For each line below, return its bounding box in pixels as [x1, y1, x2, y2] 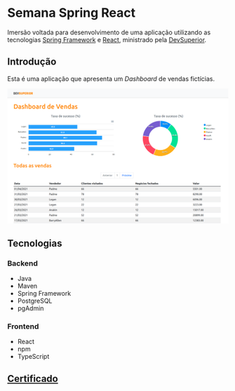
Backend [7, 258, 39, 268]
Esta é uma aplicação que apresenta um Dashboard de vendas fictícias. [7, 74, 215, 83]
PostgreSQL [17, 296, 53, 306]
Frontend [7, 321, 39, 331]
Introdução [7, 56, 57, 68]
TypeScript [17, 352, 50, 361]
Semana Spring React [7, 5, 135, 21]
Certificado [7, 373, 58, 385]
